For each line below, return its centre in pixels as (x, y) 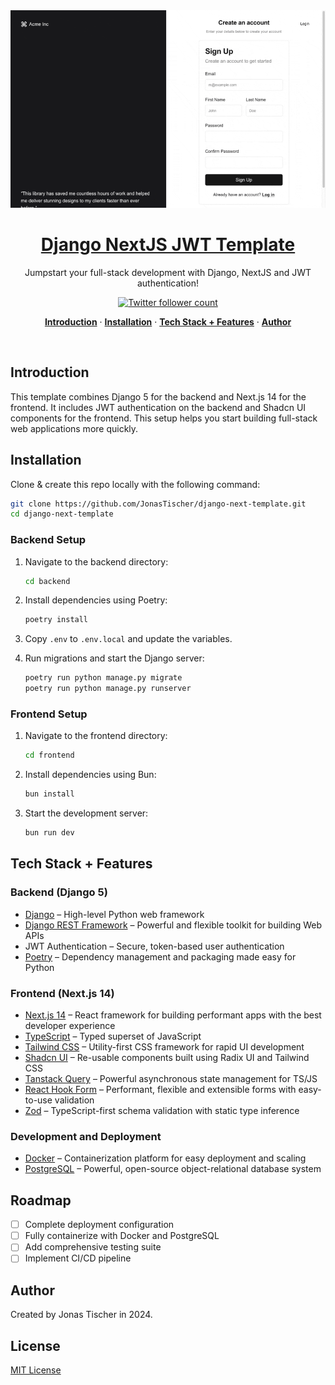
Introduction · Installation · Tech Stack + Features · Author (168, 321)
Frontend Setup (49, 714)
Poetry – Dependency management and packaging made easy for (160, 956)
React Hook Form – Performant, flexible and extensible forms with (160, 1090)
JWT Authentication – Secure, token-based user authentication (154, 946)
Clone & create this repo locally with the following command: (135, 484)
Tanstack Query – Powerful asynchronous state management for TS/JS (171, 1079)
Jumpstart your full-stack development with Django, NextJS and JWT (168, 272)
